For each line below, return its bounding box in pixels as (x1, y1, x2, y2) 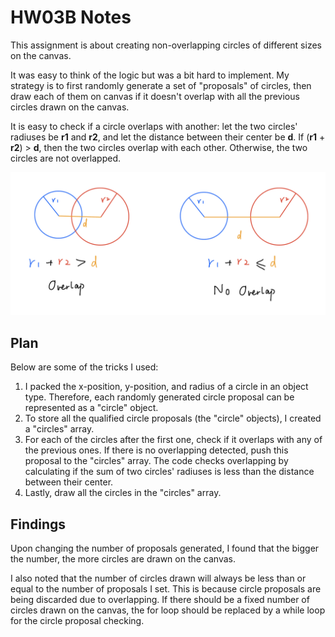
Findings (10, 516, 67, 533)
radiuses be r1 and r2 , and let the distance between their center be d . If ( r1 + (10, 131, 326, 143)
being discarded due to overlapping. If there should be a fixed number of (10, 593, 310, 605)
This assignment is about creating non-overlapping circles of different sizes (10, 39, 322, 51)
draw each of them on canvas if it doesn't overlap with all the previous (10, 90, 300, 102)
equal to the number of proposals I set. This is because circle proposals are (10, 582, 322, 595)
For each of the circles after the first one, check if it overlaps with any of (24, 434, 323, 446)
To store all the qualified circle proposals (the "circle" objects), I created (24, 412, 322, 425)
